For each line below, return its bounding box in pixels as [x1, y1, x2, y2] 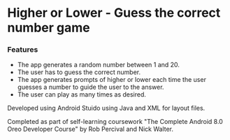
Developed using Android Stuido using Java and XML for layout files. [7, 104, 206, 113]
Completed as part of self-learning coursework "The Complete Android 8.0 [7, 118, 224, 126]
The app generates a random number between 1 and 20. [17, 61, 180, 69]
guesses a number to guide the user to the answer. [17, 83, 164, 92]
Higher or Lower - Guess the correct [7, 5, 221, 21]
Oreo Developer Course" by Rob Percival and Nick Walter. [7, 125, 173, 134]
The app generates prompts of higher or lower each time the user [17, 76, 206, 84]
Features [7, 45, 38, 55]
